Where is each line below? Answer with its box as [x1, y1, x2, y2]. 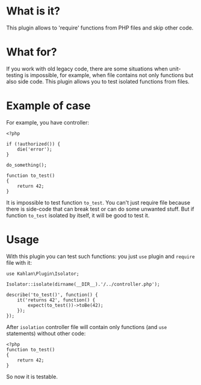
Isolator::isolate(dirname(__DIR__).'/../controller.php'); [6, 281, 161, 287]
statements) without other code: [6, 330, 86, 337]
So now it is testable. [6, 373, 58, 380]
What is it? [6, 4, 61, 18]
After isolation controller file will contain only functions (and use [6, 323, 167, 330]
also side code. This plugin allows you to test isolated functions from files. [6, 78, 190, 85]
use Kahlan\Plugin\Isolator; [6, 271, 79, 277]
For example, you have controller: [6, 119, 89, 126]
